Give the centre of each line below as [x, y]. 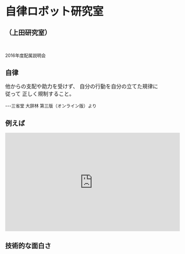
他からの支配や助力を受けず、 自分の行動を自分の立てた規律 [79, 86]
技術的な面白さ [28, 246]
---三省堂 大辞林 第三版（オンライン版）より [51, 106]
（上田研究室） [28, 33]
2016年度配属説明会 [25, 55]
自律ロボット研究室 [54, 11]
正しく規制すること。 [48, 94]
